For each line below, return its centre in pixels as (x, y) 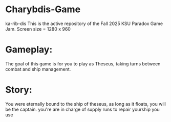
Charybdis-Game (43, 9)
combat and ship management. (38, 69)
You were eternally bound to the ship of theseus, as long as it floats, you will (86, 104)
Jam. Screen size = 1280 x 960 (38, 29)
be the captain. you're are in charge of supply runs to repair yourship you (82, 109)
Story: (19, 90)
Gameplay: (29, 50)
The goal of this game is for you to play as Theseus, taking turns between (83, 64)
